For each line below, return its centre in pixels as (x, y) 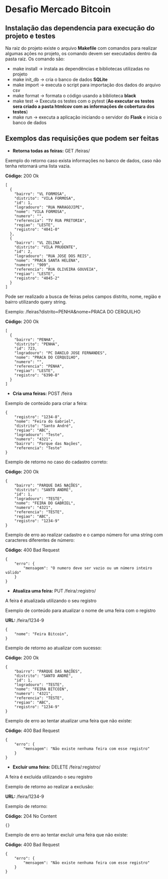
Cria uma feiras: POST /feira (42, 393)
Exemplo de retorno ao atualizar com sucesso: (53, 648)
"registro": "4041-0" (37, 229)
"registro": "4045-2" (37, 278)
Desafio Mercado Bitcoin (58, 9)
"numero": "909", (33, 265)
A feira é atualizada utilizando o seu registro (51, 600)
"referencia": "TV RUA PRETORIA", (50, 221)
